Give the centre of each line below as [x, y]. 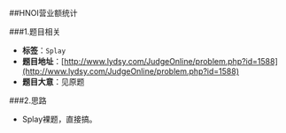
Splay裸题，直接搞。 [59, 119]
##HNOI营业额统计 [43, 13]
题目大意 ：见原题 [53, 81]
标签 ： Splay [44, 50]
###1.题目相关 [35, 32]
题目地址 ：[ [43, 61]
